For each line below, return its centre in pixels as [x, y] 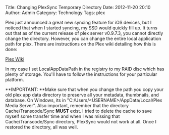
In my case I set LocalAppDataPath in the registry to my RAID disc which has [85, 69]
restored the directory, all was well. [42, 127]
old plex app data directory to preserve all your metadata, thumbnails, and [82, 95]
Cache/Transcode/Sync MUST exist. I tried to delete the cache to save [79, 111]
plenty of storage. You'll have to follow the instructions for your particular [81, 74]
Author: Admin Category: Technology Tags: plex [55, 13]
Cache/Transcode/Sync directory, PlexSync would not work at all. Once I [81, 122]
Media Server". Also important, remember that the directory [67, 105]
